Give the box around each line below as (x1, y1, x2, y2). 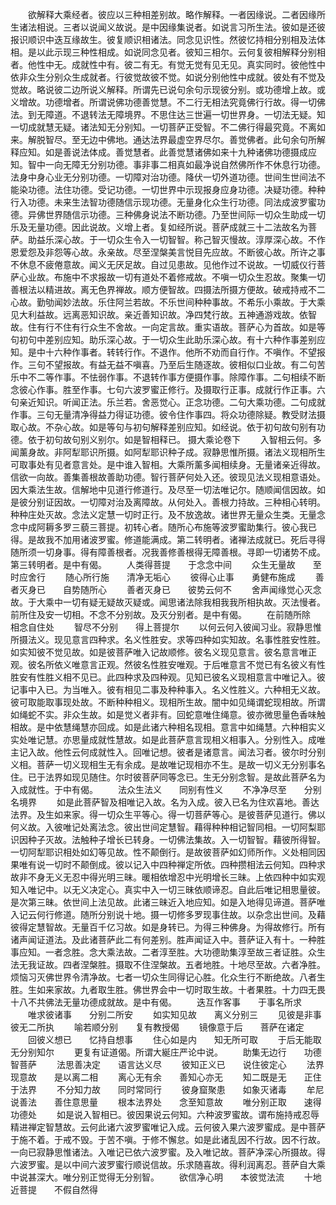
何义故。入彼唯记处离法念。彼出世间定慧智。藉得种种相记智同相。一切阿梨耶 (10, 821, 326, 833)
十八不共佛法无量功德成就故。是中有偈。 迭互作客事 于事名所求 (10, 996, 302, 1008)
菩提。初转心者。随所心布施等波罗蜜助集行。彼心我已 (97, 521, 317, 533)
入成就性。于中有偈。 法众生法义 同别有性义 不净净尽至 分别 (10, 784, 322, 795)
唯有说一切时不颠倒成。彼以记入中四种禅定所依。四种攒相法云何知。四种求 (18, 859, 326, 870)
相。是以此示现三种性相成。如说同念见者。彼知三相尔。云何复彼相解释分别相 (10, 46, 326, 58)
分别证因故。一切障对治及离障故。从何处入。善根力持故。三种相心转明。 (27, 496, 326, 508)
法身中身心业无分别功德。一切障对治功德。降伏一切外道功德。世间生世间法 (10, 171, 317, 183)
